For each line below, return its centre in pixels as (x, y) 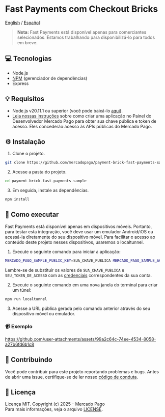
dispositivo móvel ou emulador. (44, 313)
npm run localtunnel (26, 299)
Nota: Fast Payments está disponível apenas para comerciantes (82, 32)
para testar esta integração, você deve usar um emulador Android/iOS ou (79, 231)
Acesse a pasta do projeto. (40, 172)
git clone (15, 163)
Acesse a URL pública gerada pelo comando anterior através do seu (81, 308)
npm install (17, 199)
